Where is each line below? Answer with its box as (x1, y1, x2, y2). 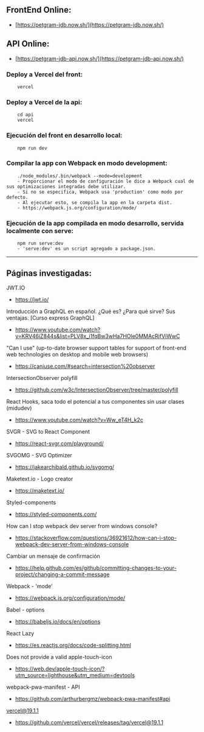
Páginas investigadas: (6, 268, 92, 278)
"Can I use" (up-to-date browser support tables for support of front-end (6, 344, 187, 351)
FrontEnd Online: (6, 5, 72, 15)
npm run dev (17, 145, 47, 151)
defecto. (6, 194, 29, 200)
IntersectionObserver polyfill (6, 374, 78, 381)
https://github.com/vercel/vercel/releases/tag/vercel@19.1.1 (15, 719, 164, 726)
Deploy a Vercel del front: (6, 70, 83, 79)
